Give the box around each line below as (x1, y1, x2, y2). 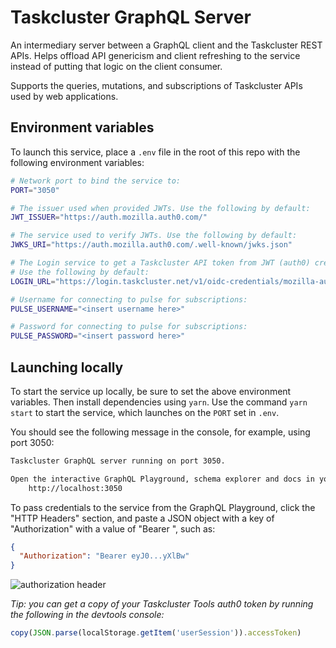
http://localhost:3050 (28, 483, 123, 493)
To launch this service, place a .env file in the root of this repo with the (10, 146, 301, 158)
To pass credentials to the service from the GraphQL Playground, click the (10, 501, 316, 513)
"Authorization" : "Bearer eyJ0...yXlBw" (19, 551, 190, 561)
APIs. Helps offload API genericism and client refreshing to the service (10, 49, 301, 61)
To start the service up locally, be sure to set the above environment (10, 385, 292, 397)
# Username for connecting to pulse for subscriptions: (10, 294, 248, 305)
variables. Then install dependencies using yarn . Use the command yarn (10, 396, 308, 408)
